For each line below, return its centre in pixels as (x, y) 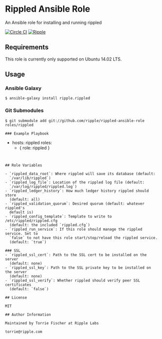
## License (16, 298)
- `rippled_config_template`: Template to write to (58, 216)
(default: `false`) (29, 289)
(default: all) (25, 199)
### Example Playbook (27, 133)
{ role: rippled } (35, 148)
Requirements (27, 47)
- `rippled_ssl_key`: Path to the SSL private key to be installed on (78, 268)
